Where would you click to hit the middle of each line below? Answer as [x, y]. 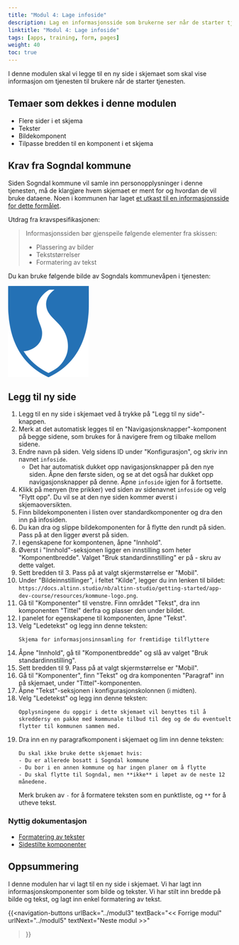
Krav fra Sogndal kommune [70, 166]
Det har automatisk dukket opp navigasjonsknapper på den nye [121, 467]
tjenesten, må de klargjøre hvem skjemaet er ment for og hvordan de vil [112, 190]
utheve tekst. [37, 803]
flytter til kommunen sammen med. [69, 727]
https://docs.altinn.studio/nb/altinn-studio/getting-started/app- [120, 588]
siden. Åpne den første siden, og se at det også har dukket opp [121, 475]
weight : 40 [24, 45]
